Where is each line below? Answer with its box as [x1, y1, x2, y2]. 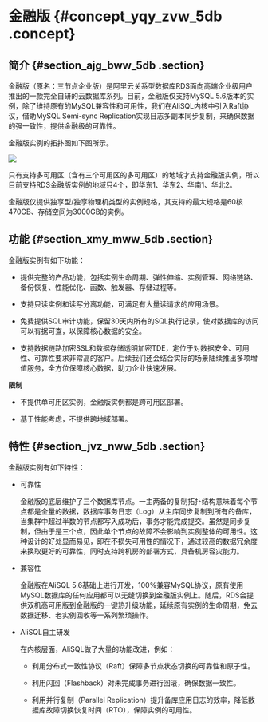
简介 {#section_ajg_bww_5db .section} [8, 58, 205, 72]
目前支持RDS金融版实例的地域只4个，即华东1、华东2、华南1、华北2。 [8, 180, 237, 189]
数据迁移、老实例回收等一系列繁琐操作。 [19, 610, 153, 620]
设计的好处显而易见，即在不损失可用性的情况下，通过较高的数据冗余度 [26, 536, 258, 545]
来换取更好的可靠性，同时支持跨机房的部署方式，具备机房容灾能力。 [19, 546, 244, 556]
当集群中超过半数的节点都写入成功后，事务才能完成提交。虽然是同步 [19, 516, 244, 526]
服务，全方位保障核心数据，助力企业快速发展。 [26, 363, 181, 372]
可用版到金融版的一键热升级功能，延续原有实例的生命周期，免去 [47, 600, 258, 609]
